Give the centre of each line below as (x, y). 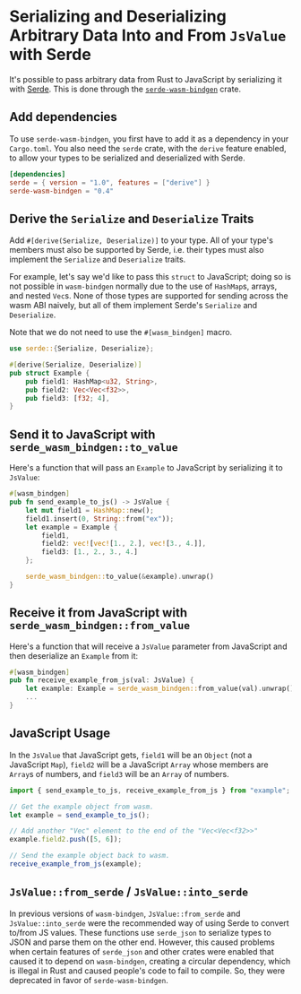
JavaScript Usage (60, 734)
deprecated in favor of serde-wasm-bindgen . (89, 980)
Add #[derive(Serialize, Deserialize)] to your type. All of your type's (141, 240)
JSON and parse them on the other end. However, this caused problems (142, 942)
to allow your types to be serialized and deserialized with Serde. (128, 158)
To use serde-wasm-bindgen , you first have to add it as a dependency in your (149, 138)
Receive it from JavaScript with (99, 613)
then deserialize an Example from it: (74, 655)
